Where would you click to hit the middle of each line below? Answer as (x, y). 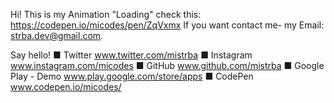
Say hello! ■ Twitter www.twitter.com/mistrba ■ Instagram (131, 55)
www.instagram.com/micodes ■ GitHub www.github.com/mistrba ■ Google (167, 65)
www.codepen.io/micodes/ (66, 87)
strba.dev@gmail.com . (57, 35)
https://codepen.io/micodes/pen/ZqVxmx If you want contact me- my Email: (167, 25)
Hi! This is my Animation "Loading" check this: (106, 14)
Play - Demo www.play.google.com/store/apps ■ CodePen (132, 76)
